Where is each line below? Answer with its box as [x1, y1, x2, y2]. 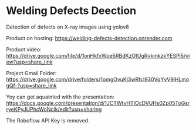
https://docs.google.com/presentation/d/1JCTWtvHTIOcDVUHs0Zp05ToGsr [6, 99, 190, 106]
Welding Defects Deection [6, 4, 137, 17]
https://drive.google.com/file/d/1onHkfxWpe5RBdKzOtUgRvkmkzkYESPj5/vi [6, 52, 190, 59]
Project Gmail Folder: [6, 69, 57, 76]
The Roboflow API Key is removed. [6, 117, 90, 124]
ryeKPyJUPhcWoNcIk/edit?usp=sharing [6, 106, 102, 113]
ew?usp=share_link [6, 58, 53, 65]
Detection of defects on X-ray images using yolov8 [6, 23, 129, 30]
